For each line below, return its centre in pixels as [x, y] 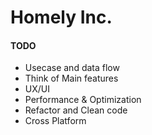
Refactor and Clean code [76, 110]
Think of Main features [71, 78]
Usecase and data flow [72, 68]
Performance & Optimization [83, 100]
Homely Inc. [61, 17]
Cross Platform [55, 121]
